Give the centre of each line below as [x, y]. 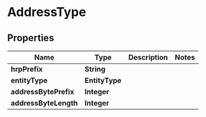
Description [148, 57]
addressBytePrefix [43, 92]
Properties [31, 38]
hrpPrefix [27, 69]
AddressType [47, 12]
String [95, 69]
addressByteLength [44, 103]
